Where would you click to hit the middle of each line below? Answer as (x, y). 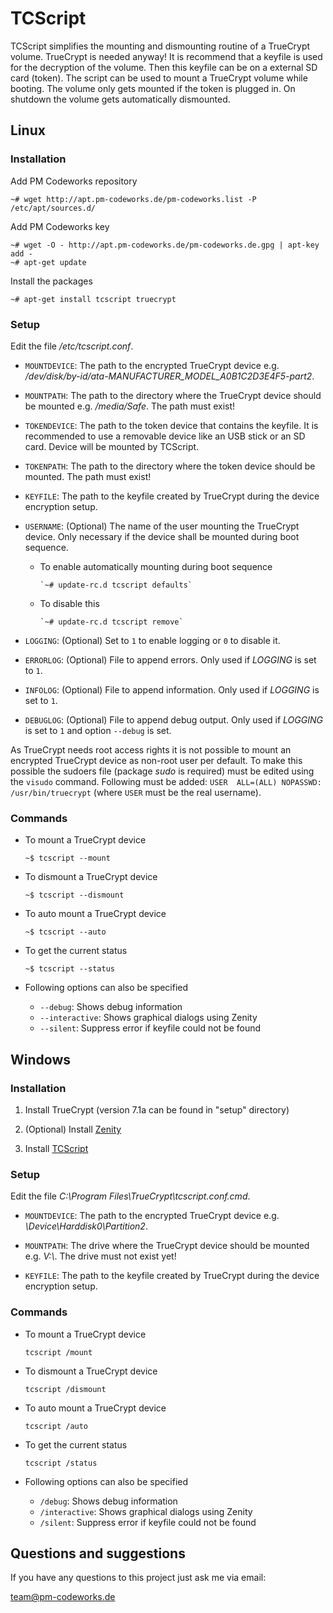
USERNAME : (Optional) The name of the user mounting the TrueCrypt (162, 526)
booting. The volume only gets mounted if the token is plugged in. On (153, 88)
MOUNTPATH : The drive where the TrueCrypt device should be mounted (167, 1246)
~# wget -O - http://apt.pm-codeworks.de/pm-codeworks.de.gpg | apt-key (165, 245)
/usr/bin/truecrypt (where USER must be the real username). (136, 792)
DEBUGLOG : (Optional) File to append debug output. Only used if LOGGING (173, 719)
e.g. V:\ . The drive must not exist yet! (100, 1256)
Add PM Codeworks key (60, 226)
